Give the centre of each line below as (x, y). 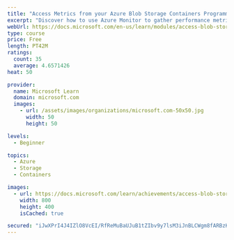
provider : (22, 84)
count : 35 (28, 59)
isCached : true (42, 213)
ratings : (20, 53)
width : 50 (40, 117)
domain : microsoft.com (46, 98)
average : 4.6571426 (42, 66)
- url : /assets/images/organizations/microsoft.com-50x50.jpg (112, 111)
